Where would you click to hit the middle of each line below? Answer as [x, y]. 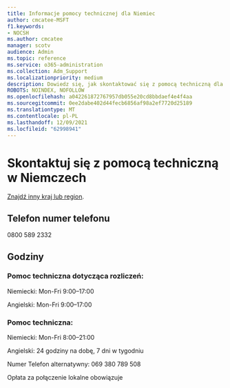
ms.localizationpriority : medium [55, 78]
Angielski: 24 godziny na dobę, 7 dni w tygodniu [75, 351]
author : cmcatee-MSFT [38, 20]
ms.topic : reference [37, 59]
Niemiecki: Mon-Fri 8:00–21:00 [51, 338]
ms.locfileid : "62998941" [44, 129]
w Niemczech [47, 177]
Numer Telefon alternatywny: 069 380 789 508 [74, 364]
